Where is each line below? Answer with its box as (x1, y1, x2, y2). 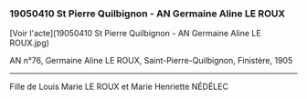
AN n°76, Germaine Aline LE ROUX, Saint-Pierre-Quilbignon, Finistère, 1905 (9, 55, 293, 66)
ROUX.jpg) (9, 37, 50, 48)
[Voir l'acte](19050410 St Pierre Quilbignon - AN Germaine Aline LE (9, 28, 262, 39)
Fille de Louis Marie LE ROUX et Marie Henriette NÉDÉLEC (9, 81, 228, 93)
